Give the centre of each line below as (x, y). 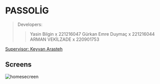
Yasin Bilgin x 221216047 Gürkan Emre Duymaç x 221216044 (92, 34)
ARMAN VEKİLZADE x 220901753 (64, 39)
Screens (18, 65)
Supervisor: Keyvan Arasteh (34, 49)
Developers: (30, 24)
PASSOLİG (27, 11)
